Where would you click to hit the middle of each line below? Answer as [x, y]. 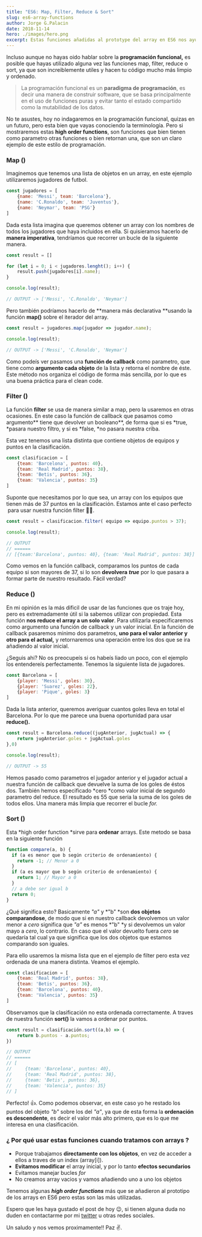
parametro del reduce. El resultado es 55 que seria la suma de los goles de [99, 797]
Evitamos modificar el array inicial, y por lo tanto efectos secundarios [103, 1166]
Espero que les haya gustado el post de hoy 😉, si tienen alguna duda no [96, 1209]
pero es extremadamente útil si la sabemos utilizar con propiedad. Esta [94, 614]
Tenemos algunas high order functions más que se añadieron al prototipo [98, 1191]
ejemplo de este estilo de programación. [56, 145]
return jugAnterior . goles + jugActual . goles [74, 739]
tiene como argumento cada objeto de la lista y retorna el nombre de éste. [99, 368]
